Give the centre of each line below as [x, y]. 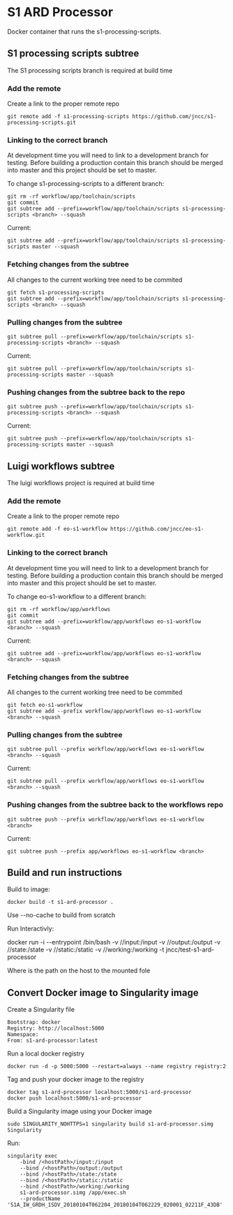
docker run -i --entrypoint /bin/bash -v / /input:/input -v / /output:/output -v [114, 942]
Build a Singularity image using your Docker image [80, 1112]
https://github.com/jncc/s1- [174, 117]
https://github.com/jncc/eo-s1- [157, 529]
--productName [40, 1199]
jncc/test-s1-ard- [190, 950]
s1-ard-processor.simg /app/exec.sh [73, 1193]
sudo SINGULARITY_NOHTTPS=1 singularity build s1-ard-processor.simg [111, 1124]
